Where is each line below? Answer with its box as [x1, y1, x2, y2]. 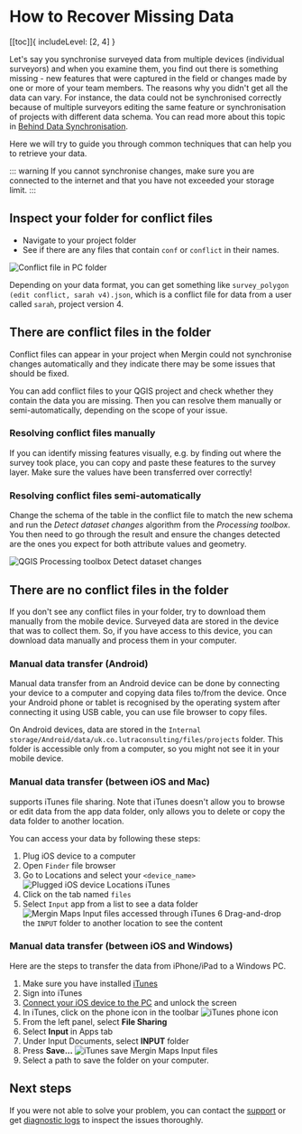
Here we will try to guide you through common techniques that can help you [9, 138, 292, 149]
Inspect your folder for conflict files [9, 210, 214, 227]
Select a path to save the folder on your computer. [22, 1055, 209, 1065]
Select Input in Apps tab [22, 1026, 114, 1036]
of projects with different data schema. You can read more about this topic [9, 111, 286, 122]
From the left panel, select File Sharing [22, 1016, 168, 1027]
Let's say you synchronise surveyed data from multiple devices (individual [9, 53, 285, 64]
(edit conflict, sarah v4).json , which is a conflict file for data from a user [9, 289, 292, 300]
